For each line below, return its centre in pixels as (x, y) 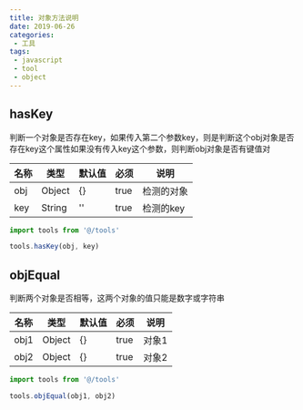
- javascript (38, 60)
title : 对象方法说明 (44, 18)
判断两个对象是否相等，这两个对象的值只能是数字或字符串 (117, 298)
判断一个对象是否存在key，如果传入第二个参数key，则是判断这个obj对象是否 (152, 137)
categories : (32, 35)
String (54, 208)
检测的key (164, 208)
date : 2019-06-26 (42, 26)
